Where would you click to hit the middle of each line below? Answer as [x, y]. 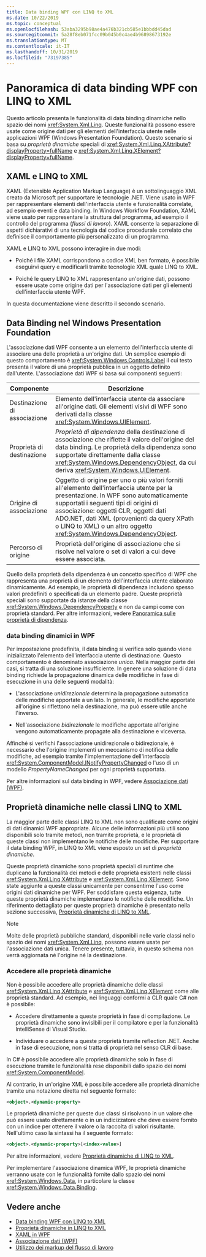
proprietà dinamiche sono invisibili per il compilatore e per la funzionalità [107, 1022]
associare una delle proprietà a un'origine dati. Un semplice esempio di [96, 354]
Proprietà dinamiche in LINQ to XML [60, 1228]
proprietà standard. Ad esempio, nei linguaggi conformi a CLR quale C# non [102, 998]
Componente [29, 389]
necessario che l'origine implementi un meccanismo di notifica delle [92, 750]
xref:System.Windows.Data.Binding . [52, 1188]
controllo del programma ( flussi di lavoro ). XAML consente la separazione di [103, 224]
